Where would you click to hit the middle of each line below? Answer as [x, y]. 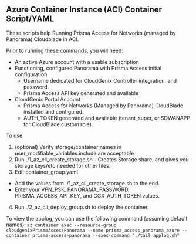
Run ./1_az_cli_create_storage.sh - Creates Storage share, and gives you [102, 159]
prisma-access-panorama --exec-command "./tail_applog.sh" [106, 235]
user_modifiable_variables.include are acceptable [74, 153]
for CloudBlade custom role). [58, 124]
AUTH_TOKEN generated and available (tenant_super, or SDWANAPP [107, 118]
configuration [31, 74]
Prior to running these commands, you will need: [65, 50]
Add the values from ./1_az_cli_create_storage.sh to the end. [87, 183]
